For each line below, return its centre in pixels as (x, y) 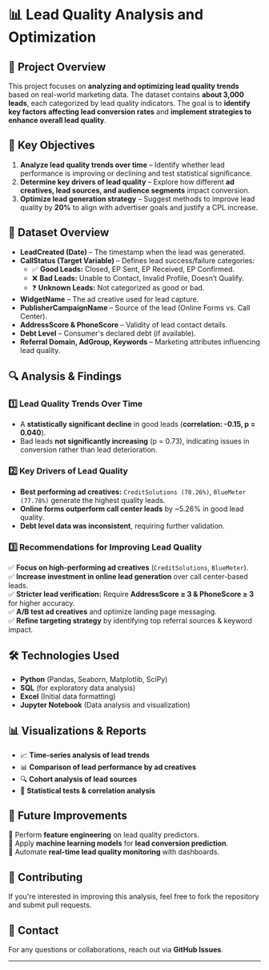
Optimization (52, 37)
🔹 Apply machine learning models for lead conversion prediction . (118, 843)
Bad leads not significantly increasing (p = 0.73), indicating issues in (134, 441)
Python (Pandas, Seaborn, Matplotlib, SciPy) (94, 679)
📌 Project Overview (57, 67)
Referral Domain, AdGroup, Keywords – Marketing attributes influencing (140, 342)
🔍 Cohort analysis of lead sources (78, 779)
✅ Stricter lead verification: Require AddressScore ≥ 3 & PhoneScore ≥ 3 (131, 594)
